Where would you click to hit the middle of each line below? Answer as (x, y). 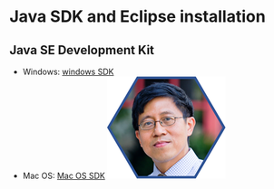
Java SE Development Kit (82, 50)
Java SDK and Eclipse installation (137, 17)
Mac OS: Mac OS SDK (64, 175)
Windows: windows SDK (68, 71)
